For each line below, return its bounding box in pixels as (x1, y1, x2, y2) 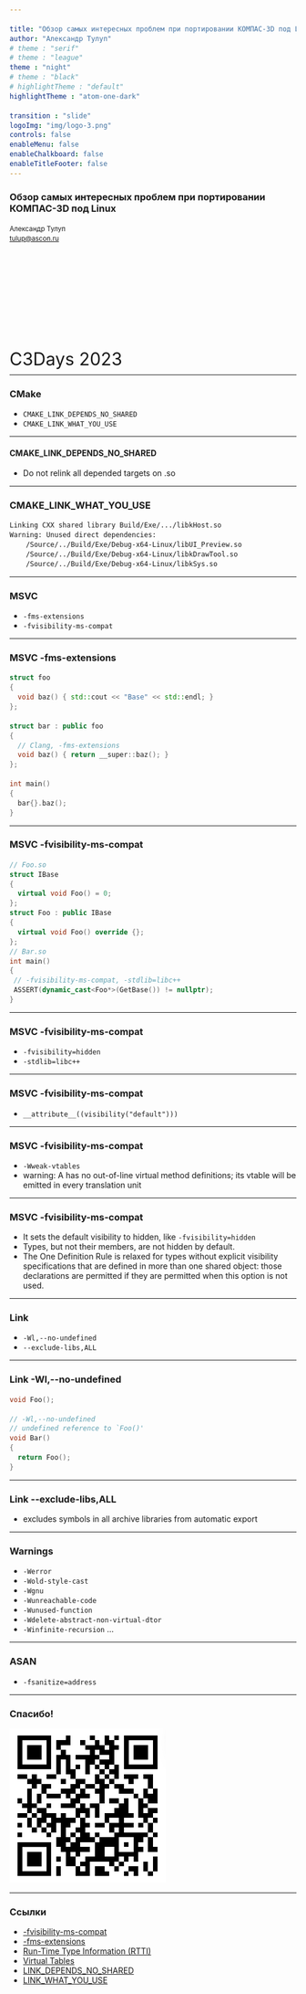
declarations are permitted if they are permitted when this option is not (22, 1271, 289, 1282)
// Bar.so (9, 946, 47, 956)
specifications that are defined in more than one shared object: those (22, 1261, 282, 1271)
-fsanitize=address (22, 1677, 97, 1687)
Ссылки (9, 1905, 47, 1918)
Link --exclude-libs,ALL (9, 1493, 117, 1505)
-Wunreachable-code (22, 1597, 97, 1606)
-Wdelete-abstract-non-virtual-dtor (22, 1616, 162, 1625)
